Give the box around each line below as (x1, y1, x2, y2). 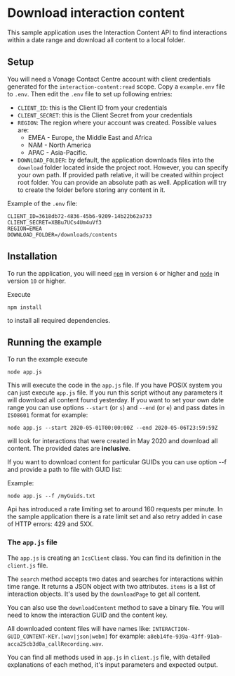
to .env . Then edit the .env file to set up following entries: (7, 89, 173, 98)
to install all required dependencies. (7, 316, 111, 324)
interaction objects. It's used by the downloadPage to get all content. (7, 589, 201, 598)
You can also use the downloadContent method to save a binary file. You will (7, 603, 224, 611)
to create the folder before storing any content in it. (17, 185, 166, 194)
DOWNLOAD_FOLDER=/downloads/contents (7, 231, 118, 238)
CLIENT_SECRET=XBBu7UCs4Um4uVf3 (7, 219, 102, 226)
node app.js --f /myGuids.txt (7, 492, 96, 500)
